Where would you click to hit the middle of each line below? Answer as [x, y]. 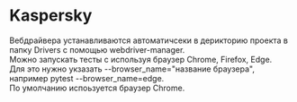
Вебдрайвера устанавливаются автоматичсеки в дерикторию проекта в [148, 40]
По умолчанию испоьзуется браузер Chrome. [97, 88]
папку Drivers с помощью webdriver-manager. [97, 49]
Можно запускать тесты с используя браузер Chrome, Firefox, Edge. [141, 59]
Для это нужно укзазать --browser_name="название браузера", [132, 69]
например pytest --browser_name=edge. [87, 78]
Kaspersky [51, 16]
